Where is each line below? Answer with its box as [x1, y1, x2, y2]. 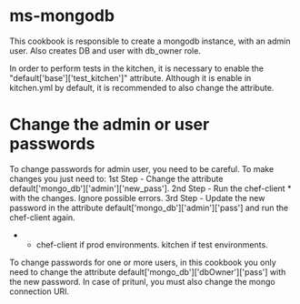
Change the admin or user [9, 115, 210, 135]
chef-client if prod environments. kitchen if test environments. [35, 238, 268, 250]
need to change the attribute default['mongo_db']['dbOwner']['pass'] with [9, 266, 286, 278]
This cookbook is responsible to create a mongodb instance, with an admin [9, 35, 291, 46]
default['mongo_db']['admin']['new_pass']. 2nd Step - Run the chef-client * [9, 183, 292, 194]
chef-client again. [9, 211, 75, 223]
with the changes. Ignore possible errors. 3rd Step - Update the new [9, 192, 265, 203]
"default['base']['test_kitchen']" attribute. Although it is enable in [9, 72, 252, 83]
